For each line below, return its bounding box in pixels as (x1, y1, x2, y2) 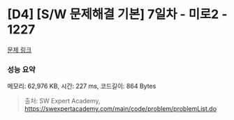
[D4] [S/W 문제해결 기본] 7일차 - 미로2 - (7, 6, 228, 22)
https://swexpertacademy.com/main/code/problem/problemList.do (24, 105, 217, 113)
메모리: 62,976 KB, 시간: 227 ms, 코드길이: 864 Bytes (7, 82, 156, 91)
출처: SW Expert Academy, (24, 97, 101, 105)
